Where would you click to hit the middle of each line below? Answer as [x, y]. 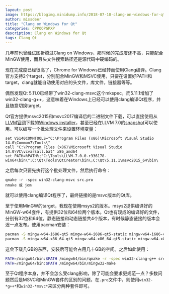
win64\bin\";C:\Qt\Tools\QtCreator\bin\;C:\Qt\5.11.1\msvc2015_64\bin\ [82, 160]
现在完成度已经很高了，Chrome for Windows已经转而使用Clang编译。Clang [83, 70]
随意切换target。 [27, 106]
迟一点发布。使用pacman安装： [38, 225]
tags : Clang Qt [21, 38]
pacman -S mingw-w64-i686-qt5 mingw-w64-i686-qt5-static [66, 234]
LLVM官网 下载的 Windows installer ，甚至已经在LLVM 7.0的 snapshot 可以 [79, 122]
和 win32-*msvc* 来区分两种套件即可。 [54, 286]
